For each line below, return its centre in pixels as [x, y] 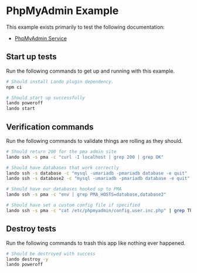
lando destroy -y [27, 259]
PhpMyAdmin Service [41, 38]
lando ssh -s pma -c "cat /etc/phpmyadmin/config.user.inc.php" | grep [95, 210]
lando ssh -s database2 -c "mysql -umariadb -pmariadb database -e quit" [98, 179]
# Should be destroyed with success [51, 254]
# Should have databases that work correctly [62, 168]
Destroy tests [31, 229]
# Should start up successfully [45, 98]
